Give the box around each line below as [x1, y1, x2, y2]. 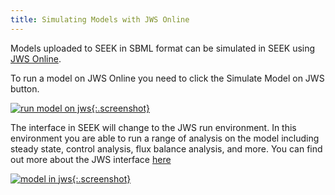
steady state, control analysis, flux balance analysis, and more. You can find [10, 142, 323, 155]
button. [10, 82, 40, 95]
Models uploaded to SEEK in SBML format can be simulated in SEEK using [10, 42, 316, 54]
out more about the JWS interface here [10, 153, 172, 165]
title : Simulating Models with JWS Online [10, 14, 190, 25]
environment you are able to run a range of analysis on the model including [10, 132, 320, 144]
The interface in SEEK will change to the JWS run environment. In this [10, 121, 297, 133]
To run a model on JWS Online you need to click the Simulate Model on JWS [10, 72, 325, 84]
